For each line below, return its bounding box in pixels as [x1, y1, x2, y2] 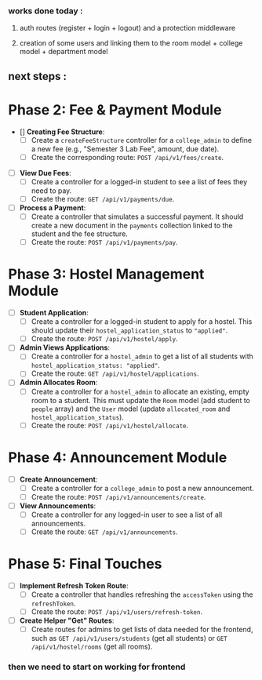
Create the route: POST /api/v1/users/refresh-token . [31, 607, 202, 616]
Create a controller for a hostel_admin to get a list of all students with [31, 351, 253, 362]
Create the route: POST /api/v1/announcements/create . [31, 492, 206, 501]
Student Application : [19, 308, 89, 318]
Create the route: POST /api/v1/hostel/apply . [31, 334, 178, 344]
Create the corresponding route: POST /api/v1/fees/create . [31, 152, 224, 162]
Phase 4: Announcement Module [8, 449, 227, 466]
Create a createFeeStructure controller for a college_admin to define [31, 135, 253, 144]
